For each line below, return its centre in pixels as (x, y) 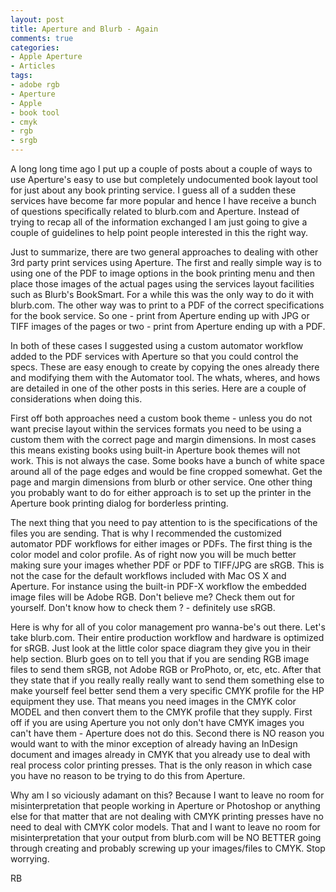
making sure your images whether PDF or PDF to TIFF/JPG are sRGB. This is (167, 565)
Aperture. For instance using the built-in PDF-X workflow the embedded (158, 586)
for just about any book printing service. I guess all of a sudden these (153, 190)
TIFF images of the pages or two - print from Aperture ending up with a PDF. (168, 326)
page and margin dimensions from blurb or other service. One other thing (161, 482)
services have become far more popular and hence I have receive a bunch (163, 200)
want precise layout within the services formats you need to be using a (156, 429)
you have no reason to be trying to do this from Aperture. (128, 775)
